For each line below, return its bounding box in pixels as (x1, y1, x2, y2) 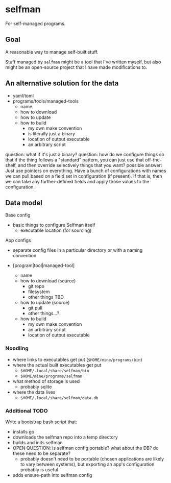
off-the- (145, 157, 162, 163)
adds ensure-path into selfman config (12, 472, 92, 478)
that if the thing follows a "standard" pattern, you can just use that (5, 157, 144, 163)
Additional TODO (5, 407, 48, 414)
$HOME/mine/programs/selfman (20, 374, 83, 379)
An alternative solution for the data (5, 79, 119, 88)
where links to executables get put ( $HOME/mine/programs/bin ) (12, 356, 142, 363)
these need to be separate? (12, 450, 70, 456)
